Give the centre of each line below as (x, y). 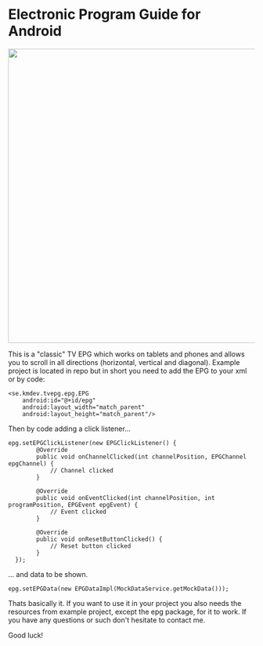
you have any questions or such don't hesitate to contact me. (107, 620)
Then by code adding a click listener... (69, 429)
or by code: (27, 379)
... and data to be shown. (48, 574)
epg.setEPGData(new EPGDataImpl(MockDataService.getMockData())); (119, 589)
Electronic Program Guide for (104, 15)
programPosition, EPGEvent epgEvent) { (73, 505)
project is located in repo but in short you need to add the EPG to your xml (128, 370)
